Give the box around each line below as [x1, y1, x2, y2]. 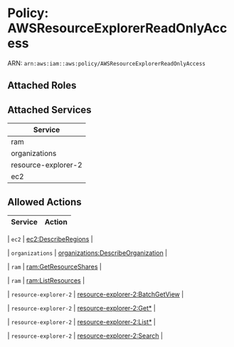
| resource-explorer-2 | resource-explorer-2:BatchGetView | [7, 290, 184, 299]
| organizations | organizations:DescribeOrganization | [7, 248, 168, 257]
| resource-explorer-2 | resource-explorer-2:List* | [7, 317, 156, 326]
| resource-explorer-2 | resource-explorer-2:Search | [7, 331, 164, 340]
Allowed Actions [7, 196, 82, 208]
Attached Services [7, 103, 92, 115]
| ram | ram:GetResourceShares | [7, 262, 102, 271]
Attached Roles [7, 80, 77, 92]
